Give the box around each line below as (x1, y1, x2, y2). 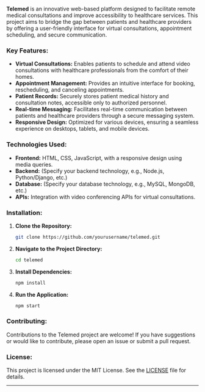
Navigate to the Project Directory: (15, 245, 103, 252)
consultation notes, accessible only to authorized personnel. (15, 99, 167, 106)
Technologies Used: (6, 140, 67, 149)
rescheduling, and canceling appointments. (15, 86, 124, 93)
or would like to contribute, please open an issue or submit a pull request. (6, 337, 191, 344)
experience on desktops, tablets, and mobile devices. (15, 125, 150, 132)
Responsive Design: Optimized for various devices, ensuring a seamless (15, 118, 199, 126)
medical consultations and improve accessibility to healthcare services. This (6, 12, 198, 19)
